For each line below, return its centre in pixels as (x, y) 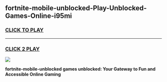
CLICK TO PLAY (24, 30)
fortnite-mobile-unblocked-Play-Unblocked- (76, 8)
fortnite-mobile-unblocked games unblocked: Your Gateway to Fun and (80, 69)
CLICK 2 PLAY (22, 49)
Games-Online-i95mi (39, 16)
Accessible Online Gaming (33, 74)
